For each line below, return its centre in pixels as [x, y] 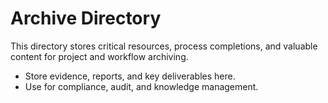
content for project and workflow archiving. [99, 56]
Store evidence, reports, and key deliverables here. [130, 76]
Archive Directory [86, 18]
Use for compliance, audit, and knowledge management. [141, 86]
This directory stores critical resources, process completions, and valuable [164, 46]
